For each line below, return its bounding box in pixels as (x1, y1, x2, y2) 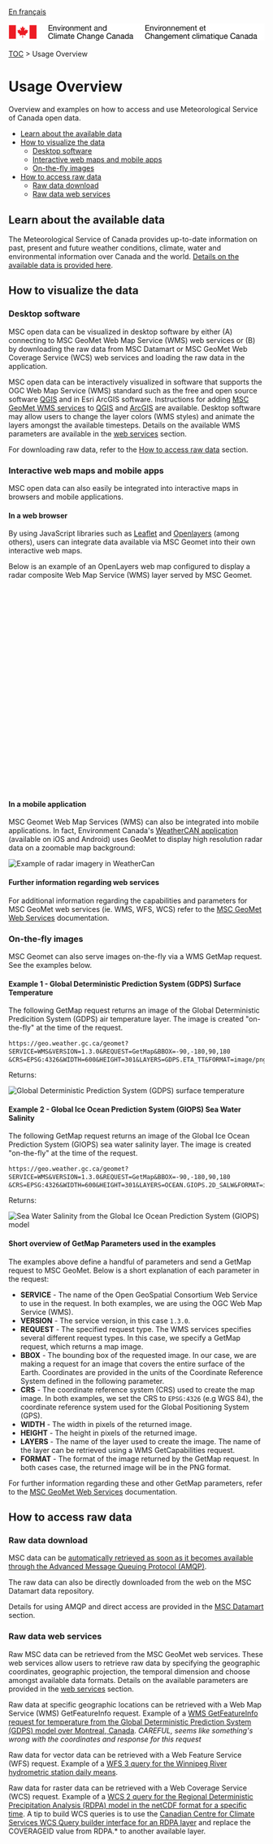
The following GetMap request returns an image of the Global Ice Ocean (8, 1131, 250, 1141)
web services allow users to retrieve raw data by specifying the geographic (8, 1658, 261, 1668)
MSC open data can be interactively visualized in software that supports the (8, 377, 262, 387)
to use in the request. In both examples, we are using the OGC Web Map (19, 1298, 262, 1308)
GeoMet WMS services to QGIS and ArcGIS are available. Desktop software (8, 402, 262, 413)
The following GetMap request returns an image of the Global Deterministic (8, 1005, 260, 1015)
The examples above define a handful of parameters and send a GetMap (8, 1256, 252, 1266)
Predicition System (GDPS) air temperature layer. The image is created (8, 1014, 244, 1024)
